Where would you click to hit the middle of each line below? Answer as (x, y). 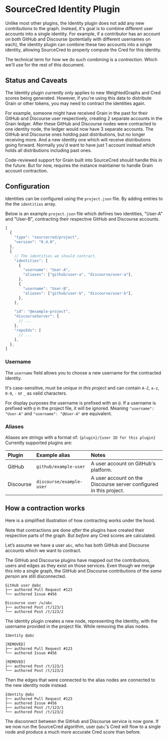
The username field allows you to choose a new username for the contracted (83, 373)
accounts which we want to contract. (43, 550)
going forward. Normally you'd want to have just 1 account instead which (80, 145)
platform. (101, 470)
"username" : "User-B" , (47, 289)
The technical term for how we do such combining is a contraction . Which (81, 59)
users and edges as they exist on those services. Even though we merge (80, 566)
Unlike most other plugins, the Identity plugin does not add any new (75, 23)
